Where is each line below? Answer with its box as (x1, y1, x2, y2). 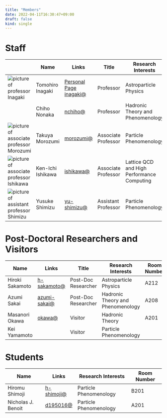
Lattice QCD (125, 159, 154, 166)
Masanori (7, 312, 30, 318)
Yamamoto (7, 332, 33, 339)
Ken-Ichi (36, 165, 57, 172)
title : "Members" (5, 7, 41, 12)
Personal (64, 78, 85, 85)
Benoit (7, 405, 23, 412)
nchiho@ (64, 108, 85, 115)
